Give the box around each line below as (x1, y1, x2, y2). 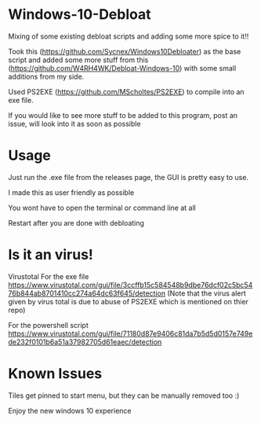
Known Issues (8, 365, 103, 382)
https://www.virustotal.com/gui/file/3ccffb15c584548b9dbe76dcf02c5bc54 (8, 280, 253, 289)
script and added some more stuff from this (8, 55, 149, 64)
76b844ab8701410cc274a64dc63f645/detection (8, 289, 166, 298)
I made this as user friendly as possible (8, 187, 135, 197)
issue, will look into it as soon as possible (8, 119, 141, 128)
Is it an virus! (8, 246, 94, 264)
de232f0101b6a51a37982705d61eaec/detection (8, 337, 162, 347)
